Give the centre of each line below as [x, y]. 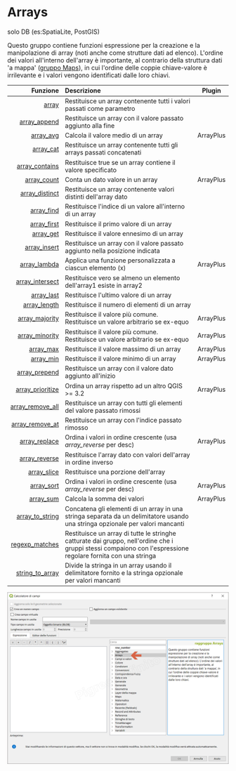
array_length [41, 305]
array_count [42, 179]
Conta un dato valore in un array [111, 179]
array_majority [38, 318]
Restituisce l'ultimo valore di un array [118, 295]
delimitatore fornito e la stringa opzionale [124, 573]
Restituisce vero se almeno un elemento [123, 277]
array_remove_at [35, 424]
